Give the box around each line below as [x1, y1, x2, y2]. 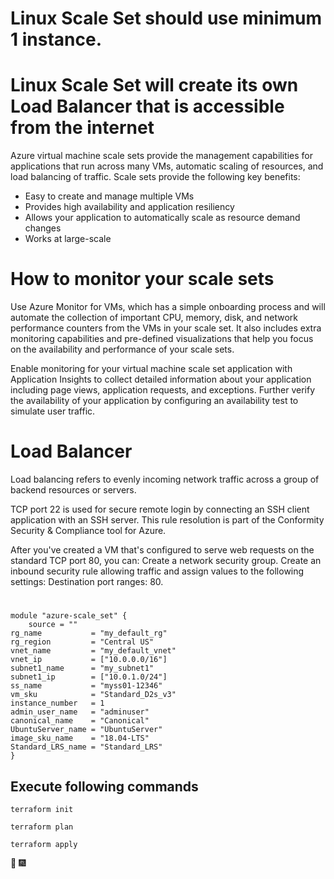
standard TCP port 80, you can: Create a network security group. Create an [10, 555, 322, 566]
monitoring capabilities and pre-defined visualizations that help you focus [10, 333, 314, 345]
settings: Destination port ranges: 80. [10, 576, 164, 587]
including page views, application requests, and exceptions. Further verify [10, 384, 316, 396]
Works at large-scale [24, 233, 112, 245]
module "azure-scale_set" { [10, 611, 128, 621]
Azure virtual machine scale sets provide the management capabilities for [10, 150, 314, 162]
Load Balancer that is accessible [10, 95, 285, 118]
